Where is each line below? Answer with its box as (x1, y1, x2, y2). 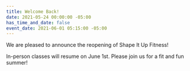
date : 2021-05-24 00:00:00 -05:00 (6, 14, 92, 20)
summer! (6, 59, 28, 66)
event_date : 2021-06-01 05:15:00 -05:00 (6, 25, 108, 31)
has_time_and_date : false (6, 20, 70, 25)
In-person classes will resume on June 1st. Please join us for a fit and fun (6, 53, 185, 60)
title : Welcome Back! (6, 8, 60, 15)
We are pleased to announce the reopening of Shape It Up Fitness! (6, 41, 169, 49)
